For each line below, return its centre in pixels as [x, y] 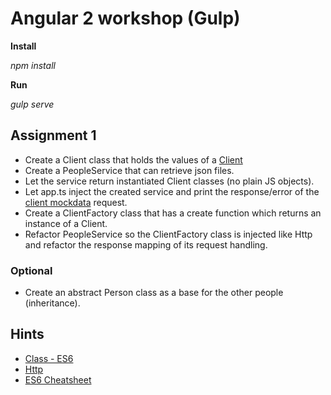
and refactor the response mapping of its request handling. [146, 244]
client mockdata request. [76, 202]
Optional [31, 270]
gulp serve [32, 104]
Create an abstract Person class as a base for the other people [154, 293]
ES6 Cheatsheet [58, 379]
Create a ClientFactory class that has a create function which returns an [173, 213]
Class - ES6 [49, 358]
